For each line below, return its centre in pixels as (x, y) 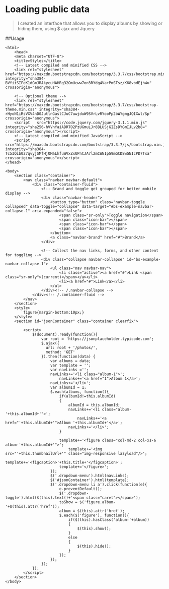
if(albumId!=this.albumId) (87, 396)
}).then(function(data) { (68, 357)
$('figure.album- (98, 502)
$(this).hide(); (94, 546)
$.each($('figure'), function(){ (94, 515)
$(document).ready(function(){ (65, 334)
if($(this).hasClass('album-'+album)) (109, 520)
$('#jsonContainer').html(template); (90, 480)
